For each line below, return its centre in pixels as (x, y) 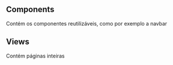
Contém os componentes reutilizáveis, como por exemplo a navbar (87, 23)
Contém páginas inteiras (35, 56)
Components (30, 10)
